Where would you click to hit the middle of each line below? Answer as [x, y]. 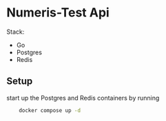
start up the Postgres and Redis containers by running [83, 98]
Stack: [15, 32]
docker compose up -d [50, 110]
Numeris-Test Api [58, 13]
